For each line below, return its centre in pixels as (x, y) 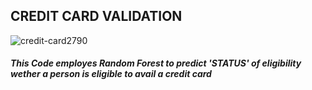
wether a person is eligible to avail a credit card (111, 74)
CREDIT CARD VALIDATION (96, 16)
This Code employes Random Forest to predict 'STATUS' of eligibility (156, 63)
